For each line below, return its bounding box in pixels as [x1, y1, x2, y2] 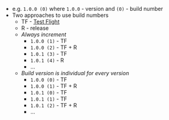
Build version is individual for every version [21, 70, 129, 76]
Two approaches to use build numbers [12, 12, 109, 19]
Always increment [21, 31, 67, 38]
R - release [21, 24, 49, 32]
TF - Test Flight [21, 18, 60, 25]
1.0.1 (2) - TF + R [30, 102, 77, 108]
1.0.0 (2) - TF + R [30, 44, 77, 51]
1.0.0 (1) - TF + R [30, 82, 77, 90]
